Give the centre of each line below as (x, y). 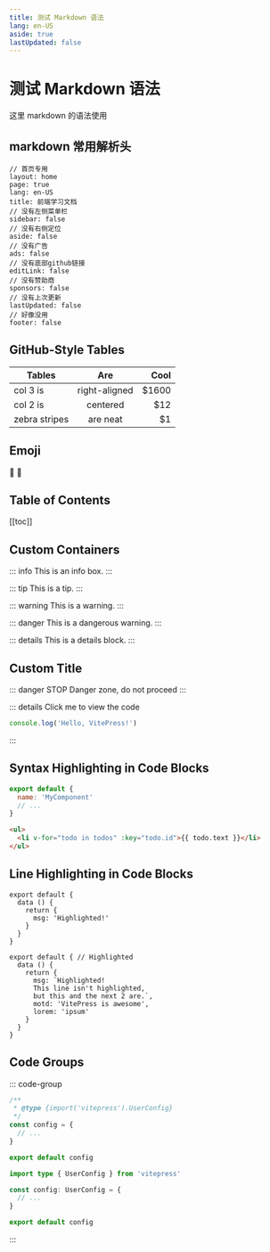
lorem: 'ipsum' (61, 1011)
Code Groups (47, 1063)
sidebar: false (37, 219)
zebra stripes (41, 419)
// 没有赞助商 (32, 281)
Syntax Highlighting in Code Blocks (109, 769)
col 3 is (29, 390)
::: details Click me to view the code (74, 707)
